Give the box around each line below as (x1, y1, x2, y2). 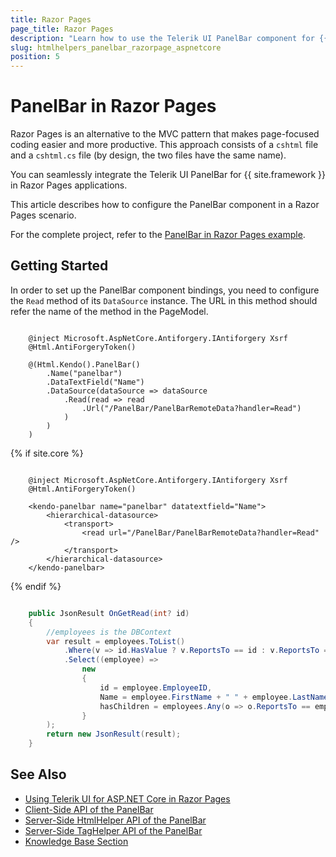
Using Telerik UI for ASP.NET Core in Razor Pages (24, 792, 231, 805)
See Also (10, 766, 67, 783)
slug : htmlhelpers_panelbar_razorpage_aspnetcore (10, 42, 222, 53)
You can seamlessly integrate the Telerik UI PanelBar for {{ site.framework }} (10, 169, 326, 181)
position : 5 (10, 52, 60, 62)
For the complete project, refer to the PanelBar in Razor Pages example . (10, 229, 306, 241)
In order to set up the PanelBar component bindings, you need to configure (10, 284, 320, 296)
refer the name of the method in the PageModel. (10, 305, 209, 317)
